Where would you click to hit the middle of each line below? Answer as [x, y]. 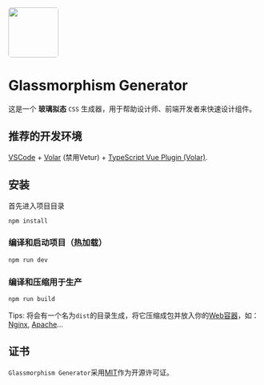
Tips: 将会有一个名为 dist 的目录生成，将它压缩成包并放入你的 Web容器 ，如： [134, 315]
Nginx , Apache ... [36, 324]
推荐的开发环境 [45, 136]
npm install [28, 221]
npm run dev [28, 260]
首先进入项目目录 [36, 206]
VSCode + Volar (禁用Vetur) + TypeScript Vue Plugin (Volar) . [108, 157]
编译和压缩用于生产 [45, 282]
